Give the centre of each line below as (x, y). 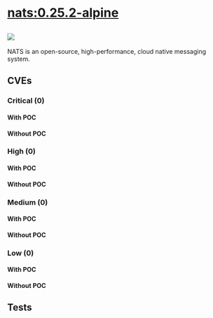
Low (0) (21, 253)
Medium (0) (28, 202)
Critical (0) (26, 101)
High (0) (22, 152)
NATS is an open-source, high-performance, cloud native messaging (107, 51)
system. (19, 59)
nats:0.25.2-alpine (63, 13)
